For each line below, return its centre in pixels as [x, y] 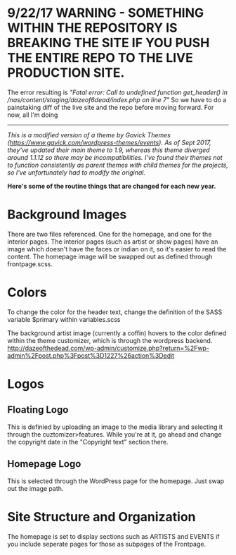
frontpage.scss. [30, 264]
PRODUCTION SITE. [66, 73]
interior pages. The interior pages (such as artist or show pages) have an [113, 242]
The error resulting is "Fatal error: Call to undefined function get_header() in [118, 92]
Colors [27, 293]
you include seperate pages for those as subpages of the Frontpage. [106, 544]
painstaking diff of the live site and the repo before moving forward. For [111, 107]
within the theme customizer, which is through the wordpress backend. [110, 340]
